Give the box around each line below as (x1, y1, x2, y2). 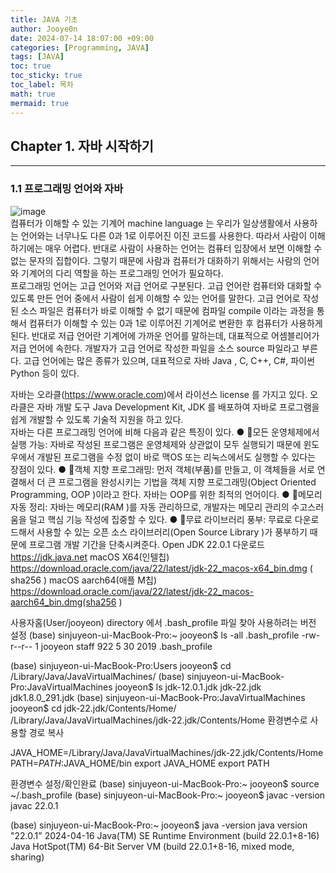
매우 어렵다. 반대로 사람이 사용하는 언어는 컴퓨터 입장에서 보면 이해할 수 (44, 242, 323, 254)
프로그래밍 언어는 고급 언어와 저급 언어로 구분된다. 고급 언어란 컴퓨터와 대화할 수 (10, 279, 323, 291)
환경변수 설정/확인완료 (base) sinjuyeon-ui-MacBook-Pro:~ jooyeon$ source (10, 777, 320, 790)
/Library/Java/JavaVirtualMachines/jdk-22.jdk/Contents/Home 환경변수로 (10, 714, 308, 726)
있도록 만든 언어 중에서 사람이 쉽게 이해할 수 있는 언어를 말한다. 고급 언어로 (10, 292, 301, 304)
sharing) (10, 851, 45, 863)
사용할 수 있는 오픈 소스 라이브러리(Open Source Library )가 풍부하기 (36, 526, 308, 538)
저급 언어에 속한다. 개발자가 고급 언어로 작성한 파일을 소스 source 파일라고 (10, 342, 300, 354)
